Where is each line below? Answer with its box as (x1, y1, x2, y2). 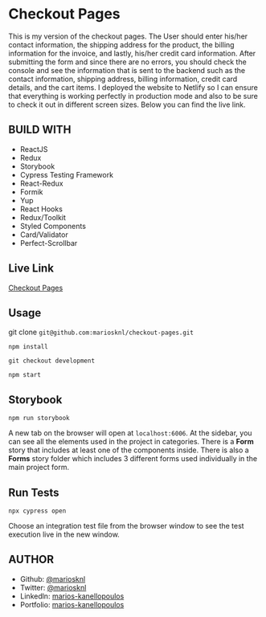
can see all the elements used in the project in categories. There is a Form (8, 437, 255, 447)
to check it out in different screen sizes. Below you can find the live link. (8, 100, 247, 109)
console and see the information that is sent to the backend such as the (8, 65, 246, 75)
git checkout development (8, 357, 95, 366)
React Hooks (19, 204, 63, 214)
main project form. (8, 463, 70, 472)
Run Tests (8, 485, 59, 499)
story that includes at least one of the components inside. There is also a (8, 445, 249, 455)
